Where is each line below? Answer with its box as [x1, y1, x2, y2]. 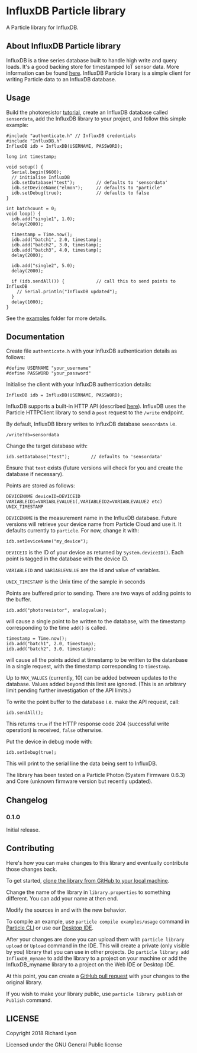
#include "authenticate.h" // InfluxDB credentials [6, 132, 136, 139]
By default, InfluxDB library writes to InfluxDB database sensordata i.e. [6, 420, 177, 428]
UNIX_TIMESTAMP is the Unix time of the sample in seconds [6, 578, 146, 585]
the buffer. [6, 596, 31, 603]
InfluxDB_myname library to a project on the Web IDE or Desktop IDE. [6, 960, 175, 968]
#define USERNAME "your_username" [6, 365, 92, 372]
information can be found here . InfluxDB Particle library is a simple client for [6, 69, 191, 77]
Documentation [6, 331, 65, 342]
